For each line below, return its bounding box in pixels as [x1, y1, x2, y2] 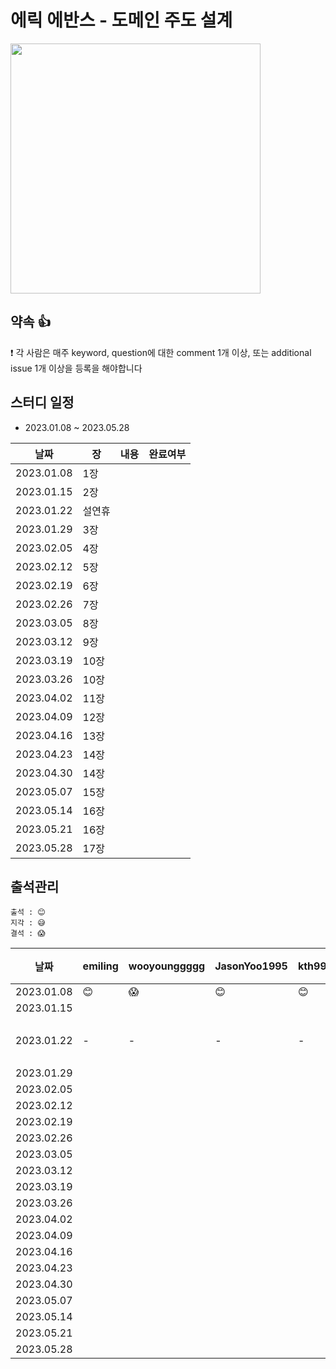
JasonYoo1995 [214, 959, 288, 973]
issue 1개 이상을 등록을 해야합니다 [10, 362, 143, 374]
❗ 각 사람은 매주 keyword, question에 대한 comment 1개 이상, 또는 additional [10, 346, 312, 358]
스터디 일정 [10, 394, 75, 411]
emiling [82, 959, 119, 973]
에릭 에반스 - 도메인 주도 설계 [10, 9, 233, 32]
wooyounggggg [128, 959, 206, 973]
